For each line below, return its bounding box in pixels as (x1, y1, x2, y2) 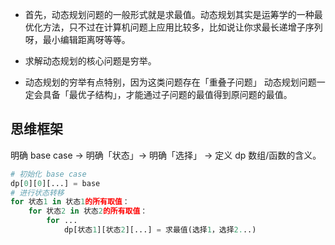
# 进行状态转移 (10, 188, 65, 198)
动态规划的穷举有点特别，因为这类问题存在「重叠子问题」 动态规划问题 (24, 76, 317, 88)
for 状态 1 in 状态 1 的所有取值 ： (10, 197, 130, 207)
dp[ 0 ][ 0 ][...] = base (10, 178, 101, 188)
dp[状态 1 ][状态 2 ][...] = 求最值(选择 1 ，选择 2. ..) (63, 225, 257, 235)
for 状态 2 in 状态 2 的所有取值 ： (28, 206, 148, 217)
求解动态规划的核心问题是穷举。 (24, 55, 157, 67)
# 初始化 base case (10, 169, 87, 179)
